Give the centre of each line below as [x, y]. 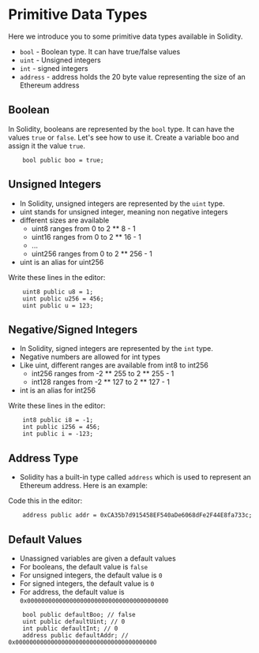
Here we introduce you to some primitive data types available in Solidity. [126, 36]
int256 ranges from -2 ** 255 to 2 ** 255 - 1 [103, 374]
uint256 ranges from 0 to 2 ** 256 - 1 [92, 253]
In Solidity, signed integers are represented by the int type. [116, 349]
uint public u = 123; [58, 305]
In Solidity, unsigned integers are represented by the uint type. [122, 203]
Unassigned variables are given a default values [98, 558]
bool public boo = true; [63, 160]
